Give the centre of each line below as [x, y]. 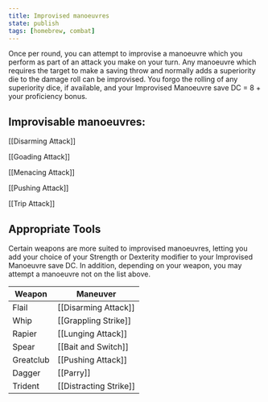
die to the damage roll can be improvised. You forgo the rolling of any [123, 79]
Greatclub [31, 360]
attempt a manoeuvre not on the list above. [80, 274]
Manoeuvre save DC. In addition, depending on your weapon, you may [125, 265]
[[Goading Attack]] [39, 157]
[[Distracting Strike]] [96, 386]
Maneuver [96, 294]
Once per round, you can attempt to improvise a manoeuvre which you [126, 54]
